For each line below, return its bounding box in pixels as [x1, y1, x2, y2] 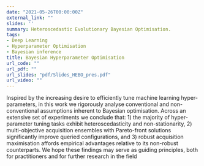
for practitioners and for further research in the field [6, 153, 137, 160]
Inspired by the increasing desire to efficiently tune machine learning [6, 94, 180, 102]
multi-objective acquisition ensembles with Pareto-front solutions [6, 127, 172, 134]
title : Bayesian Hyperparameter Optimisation [6, 55, 124, 61]
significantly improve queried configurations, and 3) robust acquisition [6, 133, 184, 141]
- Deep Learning [6, 37, 48, 43]
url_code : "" [6, 60, 40, 66]
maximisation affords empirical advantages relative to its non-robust [6, 140, 179, 147]
